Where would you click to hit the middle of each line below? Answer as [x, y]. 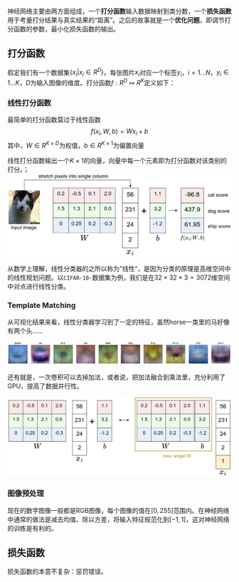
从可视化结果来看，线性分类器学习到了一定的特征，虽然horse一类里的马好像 [118, 322]
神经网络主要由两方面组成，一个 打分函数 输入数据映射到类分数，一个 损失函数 [119, 11]
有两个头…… [26, 331]
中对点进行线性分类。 [38, 287]
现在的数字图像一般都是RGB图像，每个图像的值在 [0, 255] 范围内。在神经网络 [118, 510]
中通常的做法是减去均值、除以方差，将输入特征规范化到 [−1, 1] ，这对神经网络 [118, 519]
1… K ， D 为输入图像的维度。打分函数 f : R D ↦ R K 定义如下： [91, 82]
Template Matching [42, 305]
